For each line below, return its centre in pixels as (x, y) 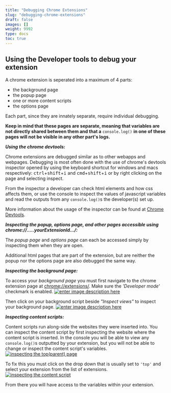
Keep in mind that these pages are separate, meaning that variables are (82, 126)
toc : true (16, 39)
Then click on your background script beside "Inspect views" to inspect (81, 301)
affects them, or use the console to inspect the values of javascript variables (86, 194)
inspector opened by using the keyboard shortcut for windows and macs (82, 168)
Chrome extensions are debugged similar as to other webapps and (75, 156)
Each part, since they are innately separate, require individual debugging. (82, 116)
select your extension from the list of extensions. (57, 369)
